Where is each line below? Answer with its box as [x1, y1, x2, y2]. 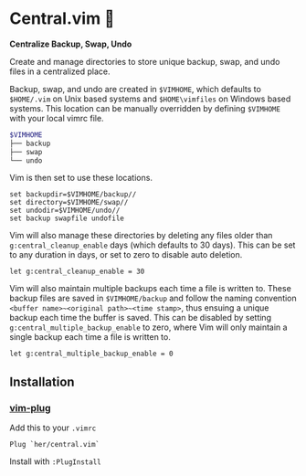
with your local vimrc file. [9, 112, 104, 123]
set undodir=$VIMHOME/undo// [9, 206, 121, 216]
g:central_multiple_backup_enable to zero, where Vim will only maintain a [9, 322, 288, 333]
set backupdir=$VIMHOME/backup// [9, 190, 137, 199]
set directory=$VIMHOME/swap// [9, 198, 129, 207]
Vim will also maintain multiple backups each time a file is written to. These [9, 283, 292, 294]
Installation [9, 374, 75, 389]
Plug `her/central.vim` [9, 440, 100, 450]
